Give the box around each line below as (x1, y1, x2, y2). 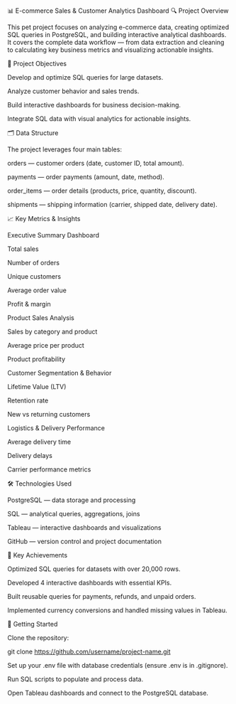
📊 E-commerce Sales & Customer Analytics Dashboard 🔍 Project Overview (7, 6, 229, 15)
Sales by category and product (7, 327, 98, 336)
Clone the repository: (7, 634, 69, 642)
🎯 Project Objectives (7, 60, 67, 68)
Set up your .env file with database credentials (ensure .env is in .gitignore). (7, 661, 228, 669)
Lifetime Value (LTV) (7, 383, 67, 390)
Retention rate (7, 396, 49, 405)
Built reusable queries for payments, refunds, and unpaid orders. (7, 592, 196, 600)
